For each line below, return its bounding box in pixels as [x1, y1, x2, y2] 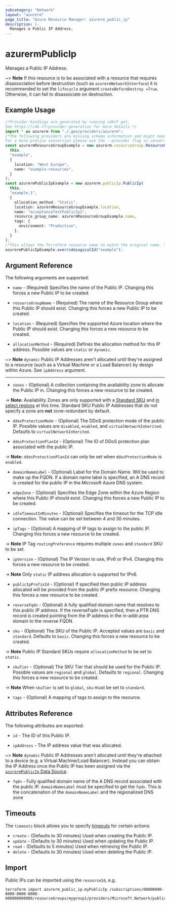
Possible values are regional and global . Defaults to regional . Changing [12, 669, 164, 676]
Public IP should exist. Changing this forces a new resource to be [12, 326, 148, 332]
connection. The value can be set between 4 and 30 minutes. [12, 516, 141, 522]
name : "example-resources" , [14, 166, 73, 172]
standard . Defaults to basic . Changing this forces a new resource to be [12, 633, 160, 639]
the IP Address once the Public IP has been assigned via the [5, 763, 131, 769]
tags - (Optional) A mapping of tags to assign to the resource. [12, 694, 141, 700]
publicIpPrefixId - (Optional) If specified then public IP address [12, 581, 147, 588]
